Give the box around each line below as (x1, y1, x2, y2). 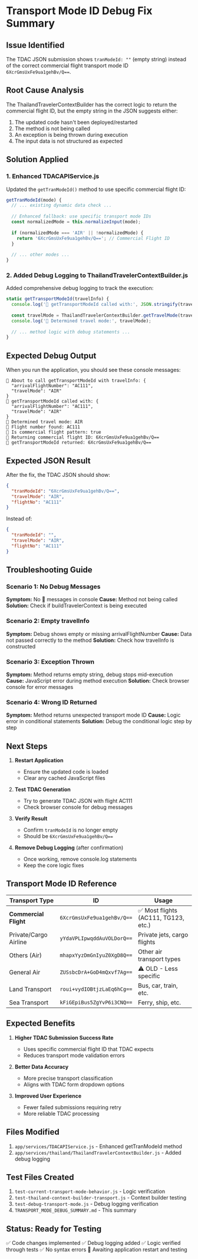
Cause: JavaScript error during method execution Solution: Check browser (6, 677, 190, 684)
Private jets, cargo (138, 930, 189, 938)
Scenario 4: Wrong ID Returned (6, 698, 97, 706)
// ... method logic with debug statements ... (11, 329, 131, 335)
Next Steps (6, 741, 48, 751)
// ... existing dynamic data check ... (11, 202, 112, 209)
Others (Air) (9, 951, 42, 959)
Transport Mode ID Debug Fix (6, 4, 153, 18)
